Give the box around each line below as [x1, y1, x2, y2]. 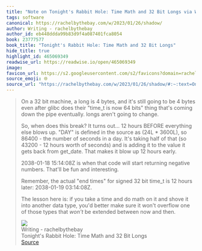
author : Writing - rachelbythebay [6, 25, 93, 32]
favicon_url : [6, 70, 39, 76]
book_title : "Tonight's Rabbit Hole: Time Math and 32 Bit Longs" [6, 43, 176, 49]
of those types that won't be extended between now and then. [20, 208, 176, 215]
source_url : [6, 82, 36, 88]
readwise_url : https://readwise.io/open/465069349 [6, 59, 136, 65]
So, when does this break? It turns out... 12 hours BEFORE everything [20, 122, 192, 129]
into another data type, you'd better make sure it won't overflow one [20, 202, 191, 209]
